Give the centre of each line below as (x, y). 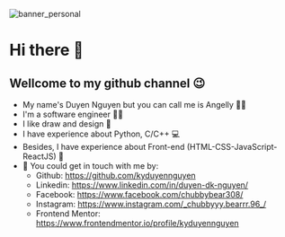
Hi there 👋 (46, 50)
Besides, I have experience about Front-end (103, 147)
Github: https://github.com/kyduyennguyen (116, 176)
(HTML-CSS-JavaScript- (232, 147)
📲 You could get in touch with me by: (90, 166)
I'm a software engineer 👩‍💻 (73, 114)
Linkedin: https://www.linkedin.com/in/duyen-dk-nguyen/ (142, 185)
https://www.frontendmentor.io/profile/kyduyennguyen (138, 223)
